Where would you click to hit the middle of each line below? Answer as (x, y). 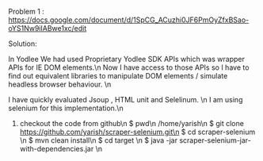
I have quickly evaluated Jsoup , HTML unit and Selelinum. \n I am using (126, 100)
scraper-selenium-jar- (215, 140)
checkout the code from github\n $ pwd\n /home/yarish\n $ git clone (131, 123)
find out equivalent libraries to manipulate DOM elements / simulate (118, 76)
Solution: (23, 44)
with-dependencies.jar (57, 149)
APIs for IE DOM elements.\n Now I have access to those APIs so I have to (129, 67)
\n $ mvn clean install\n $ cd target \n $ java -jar (99, 140)
